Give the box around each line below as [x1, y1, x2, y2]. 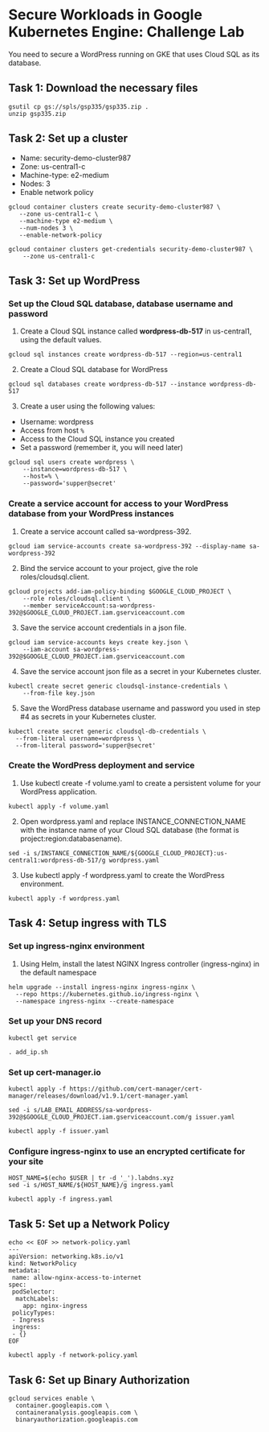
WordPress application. [19, 787, 98, 797]
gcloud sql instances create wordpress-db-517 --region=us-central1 [8, 350, 243, 359]
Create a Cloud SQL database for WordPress [19, 365, 169, 375]
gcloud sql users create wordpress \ [8, 458, 135, 466]
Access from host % [19, 425, 84, 436]
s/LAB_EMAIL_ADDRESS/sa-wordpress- [33, 1106, 153, 1115]
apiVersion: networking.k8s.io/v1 [8, 1252, 124, 1261]
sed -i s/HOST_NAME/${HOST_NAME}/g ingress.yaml [8, 1182, 174, 1190]
